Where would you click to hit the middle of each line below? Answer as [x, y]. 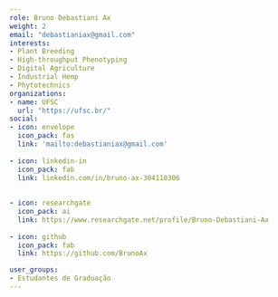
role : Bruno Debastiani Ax [60, 18]
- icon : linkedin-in [48, 161]
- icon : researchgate [50, 203]
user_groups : [34, 270]
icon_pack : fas [46, 136]
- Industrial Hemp [44, 77]
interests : [30, 43]
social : [24, 119]
